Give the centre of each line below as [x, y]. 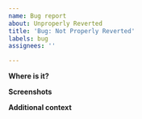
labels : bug [28, 38]
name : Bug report [38, 16]
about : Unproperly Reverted [56, 23]
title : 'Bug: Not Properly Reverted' [72, 31]
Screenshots [30, 92]
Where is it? [29, 76]
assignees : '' [32, 46]
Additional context [40, 108]
